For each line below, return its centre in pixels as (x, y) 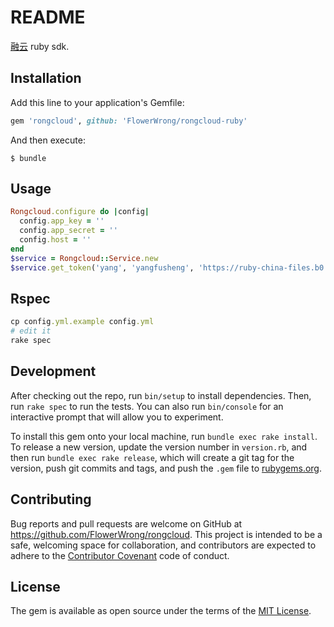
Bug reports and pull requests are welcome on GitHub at (126, 523)
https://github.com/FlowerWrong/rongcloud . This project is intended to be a (166, 534)
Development (53, 371)
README (48, 17)
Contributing (51, 499)
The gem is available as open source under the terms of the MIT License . (161, 611)
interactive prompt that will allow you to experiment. (117, 417)
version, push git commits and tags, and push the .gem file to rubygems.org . (166, 468)
